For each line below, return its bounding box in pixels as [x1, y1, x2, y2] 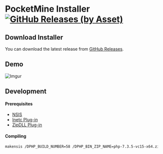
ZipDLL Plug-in [12, 122, 42, 128]
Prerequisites [5, 101, 33, 107]
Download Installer [5, 33, 64, 41]
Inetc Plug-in [12, 117, 38, 123]
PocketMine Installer [5, 3, 90, 15]
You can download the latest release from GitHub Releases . [5, 46, 124, 52]
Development [5, 87, 47, 96]
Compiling [5, 133, 27, 139]
